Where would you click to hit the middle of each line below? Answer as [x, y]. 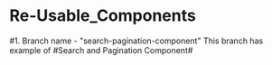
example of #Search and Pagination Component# [101, 50]
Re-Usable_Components [103, 16]
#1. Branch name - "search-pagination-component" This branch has [136, 41]
